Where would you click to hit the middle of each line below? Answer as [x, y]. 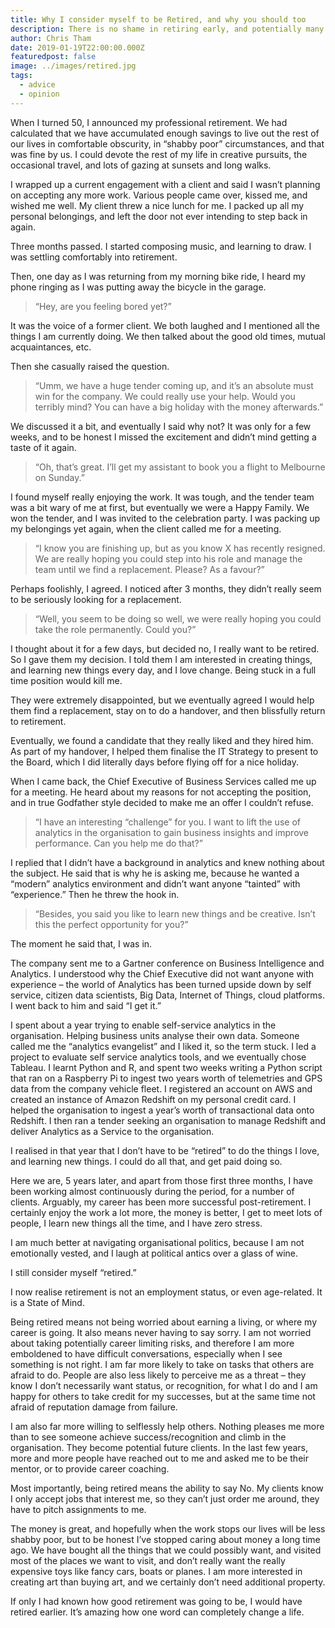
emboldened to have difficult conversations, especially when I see [146, 1353]
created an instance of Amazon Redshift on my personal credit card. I [153, 1099]
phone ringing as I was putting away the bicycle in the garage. [138, 287]
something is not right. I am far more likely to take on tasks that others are [162, 1364]
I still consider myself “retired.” [73, 1272]
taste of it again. [43, 447]
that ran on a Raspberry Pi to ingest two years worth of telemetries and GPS [166, 1078]
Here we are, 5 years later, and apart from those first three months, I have [161, 1180]
